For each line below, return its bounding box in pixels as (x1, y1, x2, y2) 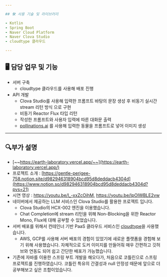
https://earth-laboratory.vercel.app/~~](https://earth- (19, 159, 129, 165)
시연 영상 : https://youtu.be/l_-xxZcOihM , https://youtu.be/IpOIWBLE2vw (12, 192, 160, 198)
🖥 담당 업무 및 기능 (5, 63, 58, 71)
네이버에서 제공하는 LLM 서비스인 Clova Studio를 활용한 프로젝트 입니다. (12, 198, 154, 204)
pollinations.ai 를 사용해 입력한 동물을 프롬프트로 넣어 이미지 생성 (19, 123, 147, 129)
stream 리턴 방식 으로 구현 (19, 104, 71, 110)
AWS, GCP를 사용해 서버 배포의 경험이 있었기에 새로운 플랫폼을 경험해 (19, 235, 156, 241)
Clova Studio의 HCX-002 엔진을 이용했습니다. (19, 205, 111, 210)
